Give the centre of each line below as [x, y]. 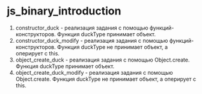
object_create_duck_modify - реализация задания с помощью [94, 72]
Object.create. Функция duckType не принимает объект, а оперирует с [106, 79]
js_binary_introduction [64, 11]
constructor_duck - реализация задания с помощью [82, 28]
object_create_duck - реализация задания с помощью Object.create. [103, 60]
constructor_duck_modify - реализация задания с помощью [92, 40]
